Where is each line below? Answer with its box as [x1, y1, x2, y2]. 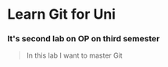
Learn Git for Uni [7, 5, 116, 23]
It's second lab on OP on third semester [7, 33, 160, 44]
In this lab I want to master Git [26, 51, 123, 60]
